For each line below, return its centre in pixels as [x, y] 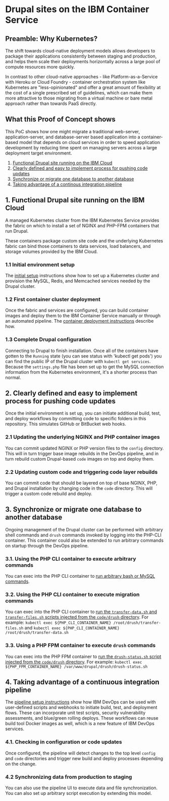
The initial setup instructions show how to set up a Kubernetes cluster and [82, 275]
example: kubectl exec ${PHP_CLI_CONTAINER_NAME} [58, 623]
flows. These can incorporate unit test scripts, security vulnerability [75, 713]
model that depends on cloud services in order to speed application [90, 142]
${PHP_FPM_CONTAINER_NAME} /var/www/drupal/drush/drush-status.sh [76, 667]
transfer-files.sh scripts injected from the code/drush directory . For [77, 617]
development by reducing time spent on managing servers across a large [81, 147]
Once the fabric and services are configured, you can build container [77, 310]
